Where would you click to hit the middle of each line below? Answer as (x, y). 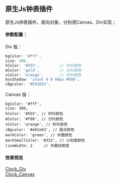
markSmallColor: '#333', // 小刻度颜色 (45, 141)
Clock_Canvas (20, 174)
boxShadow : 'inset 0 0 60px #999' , (43, 79)
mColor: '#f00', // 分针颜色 (34, 119)
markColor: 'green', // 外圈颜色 (39, 135)
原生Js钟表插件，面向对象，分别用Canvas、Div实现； (61, 22)
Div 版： (14, 47)
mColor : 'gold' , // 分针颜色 (43, 70)
